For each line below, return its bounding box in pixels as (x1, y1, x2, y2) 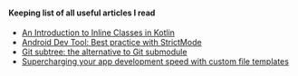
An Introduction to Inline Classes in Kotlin (21, 27, 176, 38)
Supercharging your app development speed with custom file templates (21, 56, 289, 67)
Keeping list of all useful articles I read (8, 7, 156, 18)
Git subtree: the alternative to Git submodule (21, 46, 187, 58)
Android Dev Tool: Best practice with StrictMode (21, 37, 202, 48)
